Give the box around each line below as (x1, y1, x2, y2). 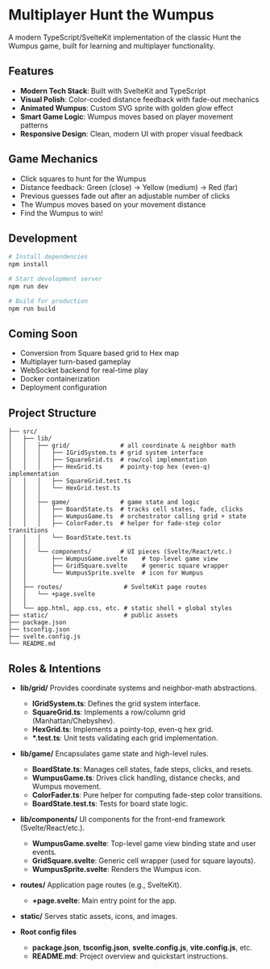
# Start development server (8, 275, 103, 284)
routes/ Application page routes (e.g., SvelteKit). (19, 880, 182, 890)
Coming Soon (8, 327, 78, 341)
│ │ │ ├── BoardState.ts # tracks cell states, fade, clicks (8, 505, 243, 514)
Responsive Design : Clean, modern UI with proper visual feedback (19, 128, 243, 138)
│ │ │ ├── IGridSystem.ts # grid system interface (8, 449, 204, 457)
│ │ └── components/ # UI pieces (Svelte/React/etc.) (8, 548, 232, 556)
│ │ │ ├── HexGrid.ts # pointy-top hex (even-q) (8, 463, 211, 471)
